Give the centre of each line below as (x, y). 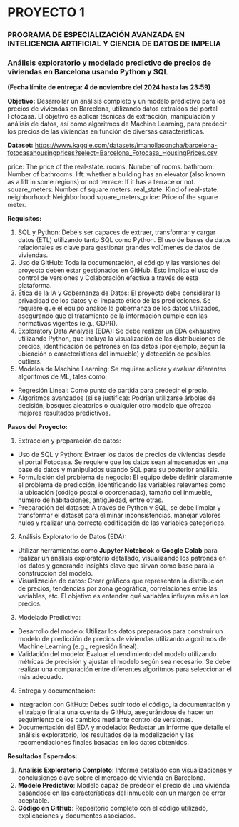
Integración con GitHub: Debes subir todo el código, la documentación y (124, 705)
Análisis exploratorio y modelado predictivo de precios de (110, 63)
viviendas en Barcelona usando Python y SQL (88, 72)
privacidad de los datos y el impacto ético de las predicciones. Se (115, 301)
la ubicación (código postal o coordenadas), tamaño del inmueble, (115, 493)
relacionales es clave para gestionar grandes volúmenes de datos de (119, 248)
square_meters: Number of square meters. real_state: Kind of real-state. (113, 189)
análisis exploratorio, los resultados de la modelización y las (106, 735)
